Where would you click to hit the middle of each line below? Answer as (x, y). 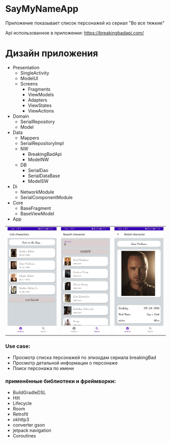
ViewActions (41, 110)
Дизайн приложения (52, 53)
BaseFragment (36, 208)
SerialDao (38, 170)
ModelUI (29, 78)
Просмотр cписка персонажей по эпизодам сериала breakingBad (84, 357)
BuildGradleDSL (29, 392)
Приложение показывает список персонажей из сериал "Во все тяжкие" (85, 23)
